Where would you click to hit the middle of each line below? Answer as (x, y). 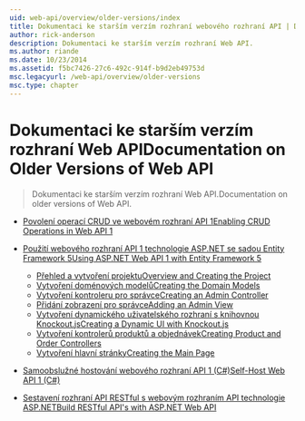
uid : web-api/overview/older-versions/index (95, 18)
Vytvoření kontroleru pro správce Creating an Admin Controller (152, 295)
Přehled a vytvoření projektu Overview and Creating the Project (153, 275)
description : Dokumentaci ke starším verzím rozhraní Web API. (132, 43)
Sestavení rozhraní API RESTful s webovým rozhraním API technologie (154, 397)
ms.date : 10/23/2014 (49, 60)
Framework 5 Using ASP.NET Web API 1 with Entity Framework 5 (142, 258)
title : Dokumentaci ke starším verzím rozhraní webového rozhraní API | (150, 26)
